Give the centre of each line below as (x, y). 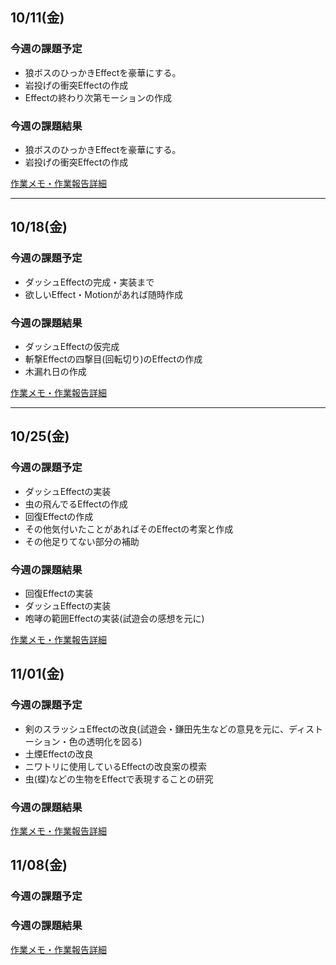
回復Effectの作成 (59, 516)
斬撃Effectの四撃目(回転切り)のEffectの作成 (113, 359)
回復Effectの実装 (59, 593)
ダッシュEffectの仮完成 (72, 346)
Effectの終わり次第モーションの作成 (98, 97)
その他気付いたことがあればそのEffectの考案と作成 (129, 529)
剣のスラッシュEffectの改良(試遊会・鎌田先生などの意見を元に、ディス (169, 729)
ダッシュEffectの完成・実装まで (89, 282)
